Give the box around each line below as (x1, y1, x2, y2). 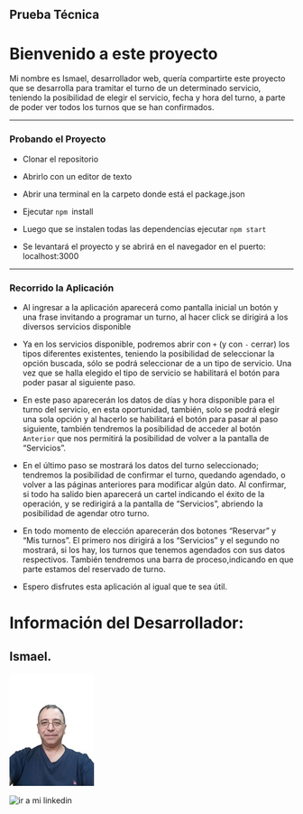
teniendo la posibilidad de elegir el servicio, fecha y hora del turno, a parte (9, 92, 286, 103)
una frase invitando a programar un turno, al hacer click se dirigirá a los (22, 311, 289, 322)
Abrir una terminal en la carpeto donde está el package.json (22, 189, 245, 199)
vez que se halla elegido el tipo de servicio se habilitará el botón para (22, 367, 280, 378)
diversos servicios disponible (22, 320, 132, 332)
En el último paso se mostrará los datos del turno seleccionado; (22, 459, 259, 470)
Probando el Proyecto (9, 133, 106, 145)
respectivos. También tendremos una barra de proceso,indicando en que (22, 554, 294, 565)
